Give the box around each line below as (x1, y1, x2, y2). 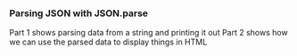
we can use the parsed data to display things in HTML (9, 36, 208, 47)
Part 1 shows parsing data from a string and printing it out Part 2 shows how (9, 28, 288, 38)
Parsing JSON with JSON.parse (9, 7, 149, 20)
